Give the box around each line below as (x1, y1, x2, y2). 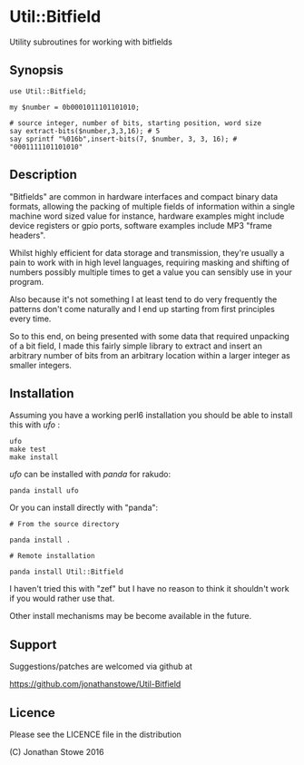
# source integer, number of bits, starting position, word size (9, 118, 261, 128)
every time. (9, 313, 52, 324)
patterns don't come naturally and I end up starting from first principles (9, 303, 275, 314)
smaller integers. (9, 359, 73, 370)
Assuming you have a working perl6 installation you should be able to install (9, 410, 293, 421)
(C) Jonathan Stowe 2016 (9, 747, 104, 757)
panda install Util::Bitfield (9, 567, 124, 577)
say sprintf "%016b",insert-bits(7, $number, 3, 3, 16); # (9, 134, 238, 143)
